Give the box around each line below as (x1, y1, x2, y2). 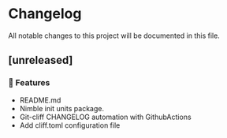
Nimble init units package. (19, 103, 105, 113)
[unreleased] (8, 54, 73, 67)
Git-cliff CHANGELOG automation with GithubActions (19, 112, 192, 121)
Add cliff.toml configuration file (19, 120, 121, 130)
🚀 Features (8, 77, 50, 88)
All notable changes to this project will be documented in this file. (8, 31, 221, 40)
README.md (19, 95, 61, 105)
